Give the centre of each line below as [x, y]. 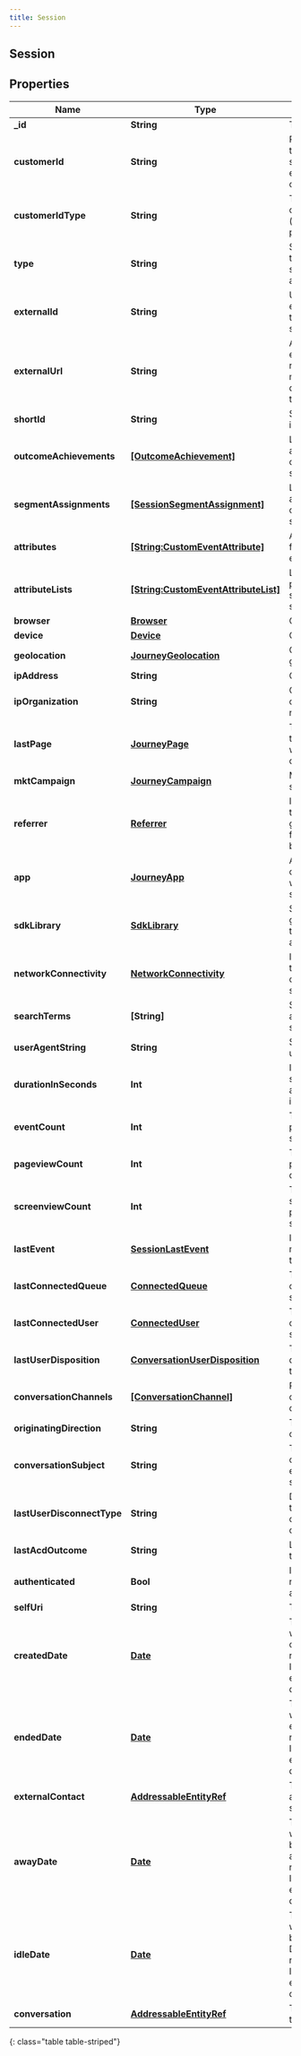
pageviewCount [48, 1164]
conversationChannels [64, 1397]
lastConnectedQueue [60, 1286]
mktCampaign [45, 780]
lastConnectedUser [56, 1322]
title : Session [38, 17]
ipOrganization [46, 701]
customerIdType [50, 215]
